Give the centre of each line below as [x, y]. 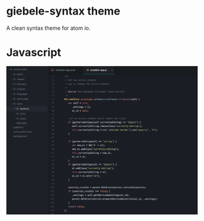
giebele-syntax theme [63, 11]
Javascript [34, 53]
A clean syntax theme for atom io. [49, 28]
